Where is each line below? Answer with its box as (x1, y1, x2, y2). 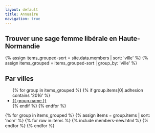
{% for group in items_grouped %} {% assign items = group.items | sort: (5, 112, 150, 118)
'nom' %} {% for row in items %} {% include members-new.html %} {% (5, 118, 149, 123)
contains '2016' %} (12, 92, 50, 98)
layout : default (5, 7, 38, 12)
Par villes (5, 74, 34, 83)
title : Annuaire (5, 12, 38, 17)
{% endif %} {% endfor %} (12, 103, 66, 109)
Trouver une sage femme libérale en (5, 34, 117, 43)
